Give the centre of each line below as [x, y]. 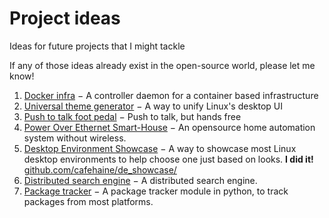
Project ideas [65, 18]
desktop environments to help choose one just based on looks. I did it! [168, 159]
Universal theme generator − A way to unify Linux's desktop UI [153, 106]
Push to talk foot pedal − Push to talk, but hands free [132, 116]
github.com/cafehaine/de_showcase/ [100, 169]
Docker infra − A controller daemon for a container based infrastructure [171, 95]
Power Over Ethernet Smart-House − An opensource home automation [169, 127]
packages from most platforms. [88, 201]
